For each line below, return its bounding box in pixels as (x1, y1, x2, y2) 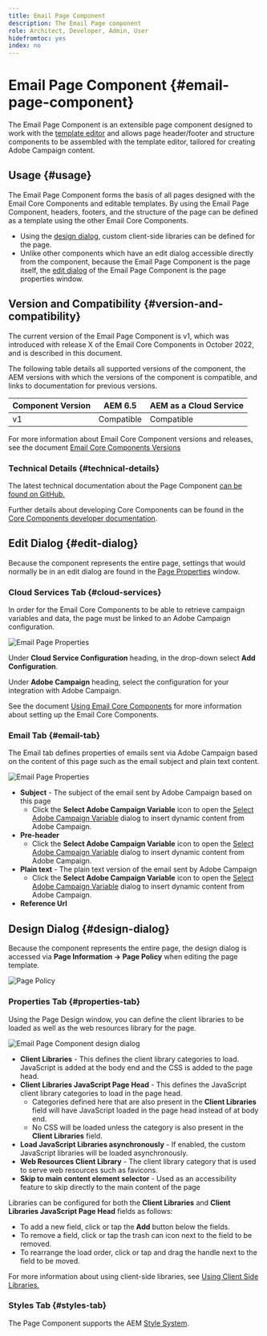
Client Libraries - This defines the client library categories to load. (19, 1054, 240, 1064)
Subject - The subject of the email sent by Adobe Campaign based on (19, 788, 253, 798)
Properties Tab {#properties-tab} (8, 996, 140, 1007)
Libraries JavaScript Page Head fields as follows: (8, 1206, 173, 1215)
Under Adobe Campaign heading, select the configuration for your (8, 677, 229, 687)
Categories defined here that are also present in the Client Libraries (31, 1097, 257, 1106)
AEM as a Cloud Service (149, 399, 245, 411)
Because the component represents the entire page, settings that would (8, 558, 246, 567)
